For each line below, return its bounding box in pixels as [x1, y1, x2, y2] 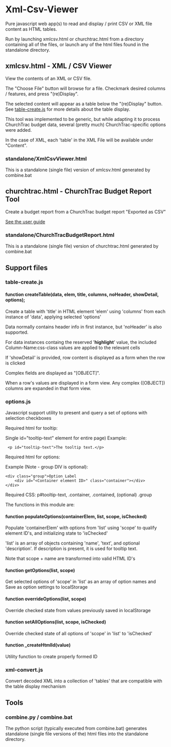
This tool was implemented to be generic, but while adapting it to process [5, 116, 160, 122]
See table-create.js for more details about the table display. [5, 106, 131, 112]
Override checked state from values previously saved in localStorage [5, 607, 151, 613]
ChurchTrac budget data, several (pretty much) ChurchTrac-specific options [5, 122, 166, 128]
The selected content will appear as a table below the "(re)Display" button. [5, 100, 163, 107]
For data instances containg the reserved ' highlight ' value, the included [5, 339, 157, 345]
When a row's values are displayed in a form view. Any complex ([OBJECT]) [5, 379, 165, 386]
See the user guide [5, 218, 46, 225]
